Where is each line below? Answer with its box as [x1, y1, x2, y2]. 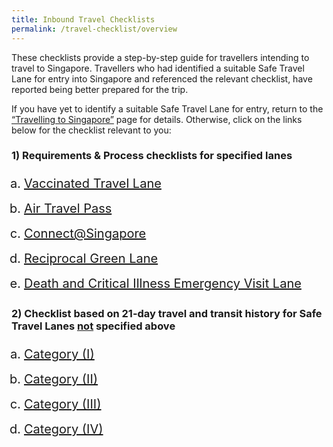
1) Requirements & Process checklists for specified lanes [11, 149, 293, 163]
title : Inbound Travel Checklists [11, 14, 156, 25]
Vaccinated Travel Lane [24, 176, 162, 192]
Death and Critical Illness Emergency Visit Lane [24, 276, 302, 292]
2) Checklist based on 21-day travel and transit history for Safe [11, 307, 323, 321]
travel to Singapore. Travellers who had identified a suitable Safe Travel [11, 62, 305, 74]
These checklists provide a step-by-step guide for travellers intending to [11, 51, 310, 63]
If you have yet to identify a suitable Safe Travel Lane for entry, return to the [11, 102, 324, 115]
